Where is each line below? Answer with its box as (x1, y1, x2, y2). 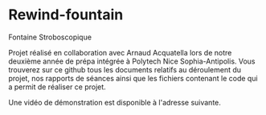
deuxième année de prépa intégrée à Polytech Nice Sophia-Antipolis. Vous (8, 56, 256, 66)
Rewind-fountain (8, 6, 124, 24)
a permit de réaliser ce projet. (8, 82, 106, 92)
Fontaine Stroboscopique (8, 32, 92, 42)
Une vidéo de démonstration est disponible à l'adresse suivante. (8, 97, 221, 107)
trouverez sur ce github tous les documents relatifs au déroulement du (8, 64, 242, 74)
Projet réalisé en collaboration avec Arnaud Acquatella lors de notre (8, 47, 232, 57)
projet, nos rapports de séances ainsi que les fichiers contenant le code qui (8, 73, 259, 83)
